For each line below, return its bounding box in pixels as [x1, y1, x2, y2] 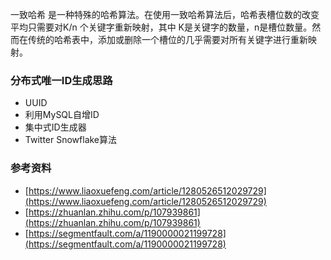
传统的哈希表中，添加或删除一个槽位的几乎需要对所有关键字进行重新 [27, 34, 308, 45]
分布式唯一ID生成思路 [10, 73, 113, 87]
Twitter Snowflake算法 [24, 134, 118, 146]
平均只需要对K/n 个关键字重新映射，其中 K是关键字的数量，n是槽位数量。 [10, 21, 313, 33]
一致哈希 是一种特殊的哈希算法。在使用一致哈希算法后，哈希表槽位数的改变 [10, 9, 320, 20]
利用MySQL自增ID [24, 109, 100, 121]
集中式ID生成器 [24, 121, 87, 133]
